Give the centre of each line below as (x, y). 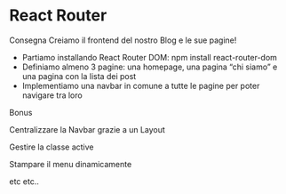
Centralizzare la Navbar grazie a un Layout (87, 129)
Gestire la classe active (52, 147)
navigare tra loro (52, 95)
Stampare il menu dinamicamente (71, 164)
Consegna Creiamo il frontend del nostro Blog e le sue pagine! (123, 40)
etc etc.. (24, 181)
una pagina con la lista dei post (79, 76)
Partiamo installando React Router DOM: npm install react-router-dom (150, 57)
